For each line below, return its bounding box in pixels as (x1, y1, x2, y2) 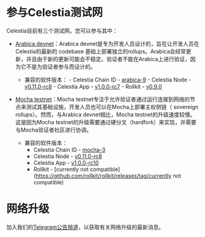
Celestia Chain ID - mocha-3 (33, 146, 106, 153)
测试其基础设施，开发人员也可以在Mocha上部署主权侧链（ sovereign (26, 103, 199, 110)
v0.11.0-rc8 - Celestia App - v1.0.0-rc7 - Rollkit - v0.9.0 (24, 83, 162, 90)
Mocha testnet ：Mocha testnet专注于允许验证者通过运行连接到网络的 (15, 96, 190, 103)
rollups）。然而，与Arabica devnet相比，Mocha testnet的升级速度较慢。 (15, 111, 196, 118)
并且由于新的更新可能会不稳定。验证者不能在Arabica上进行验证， (26, 55, 191, 62)
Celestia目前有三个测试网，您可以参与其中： (6, 27, 118, 34)
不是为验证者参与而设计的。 (26, 62, 96, 70)
